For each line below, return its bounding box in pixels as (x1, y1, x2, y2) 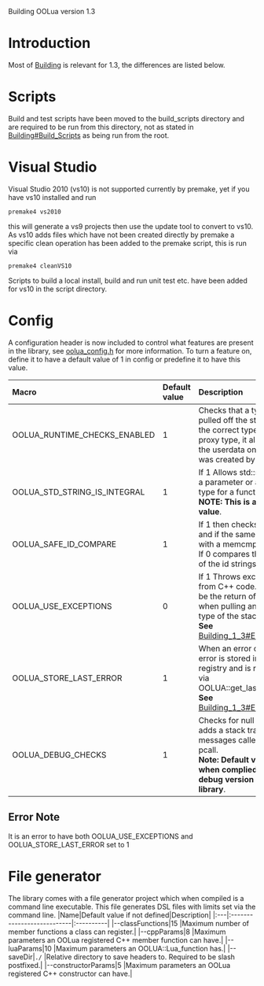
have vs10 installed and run (8, 192, 97, 202)
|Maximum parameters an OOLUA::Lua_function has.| (53, 943, 226, 953)
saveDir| (8, 952, 35, 962)
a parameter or (198, 476, 254, 487)
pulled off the (198, 414, 247, 425)
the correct (198, 424, 240, 436)
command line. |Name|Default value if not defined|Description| (8, 910, 211, 920)
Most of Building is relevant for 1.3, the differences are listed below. (8, 60, 225, 69)
